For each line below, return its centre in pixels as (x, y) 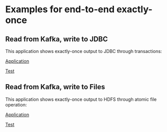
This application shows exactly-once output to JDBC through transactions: (84, 51)
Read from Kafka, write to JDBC (57, 39)
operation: (16, 104)
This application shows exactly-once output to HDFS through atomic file (81, 99)
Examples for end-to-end (60, 9)
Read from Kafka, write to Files (55, 87)
